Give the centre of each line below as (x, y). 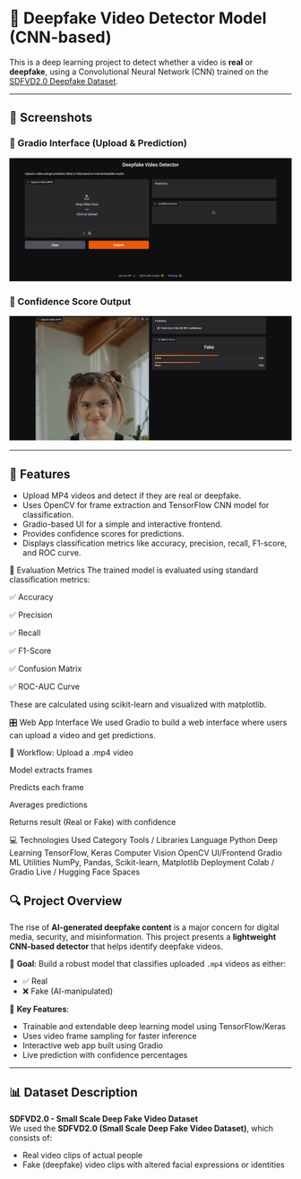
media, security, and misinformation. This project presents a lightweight (143, 936)
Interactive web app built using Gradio (93, 1045)
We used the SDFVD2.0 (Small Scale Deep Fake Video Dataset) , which (142, 1128)
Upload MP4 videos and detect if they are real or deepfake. (132, 495)
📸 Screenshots (51, 118)
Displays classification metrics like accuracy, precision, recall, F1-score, (155, 543)
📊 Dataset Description (74, 1093)
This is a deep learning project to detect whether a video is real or (131, 62)
